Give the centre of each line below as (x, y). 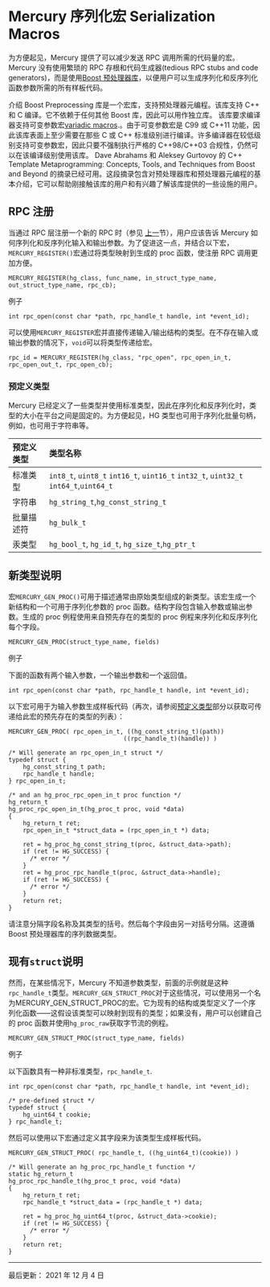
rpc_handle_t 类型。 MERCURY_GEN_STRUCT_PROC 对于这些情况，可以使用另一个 (131, 992)
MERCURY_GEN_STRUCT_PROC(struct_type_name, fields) (96, 1038)
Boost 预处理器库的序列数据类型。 (65, 933)
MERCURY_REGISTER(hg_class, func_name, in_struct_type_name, (113, 278)
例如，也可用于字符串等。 (51, 426)
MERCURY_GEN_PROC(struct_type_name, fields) (84, 642)
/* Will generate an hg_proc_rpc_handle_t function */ (102, 1167)
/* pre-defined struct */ (51, 1100)
